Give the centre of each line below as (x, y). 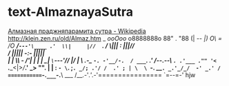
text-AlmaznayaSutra (71, 12)
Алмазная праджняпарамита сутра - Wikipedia (77, 31)
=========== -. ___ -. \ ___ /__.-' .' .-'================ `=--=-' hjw (102, 75)
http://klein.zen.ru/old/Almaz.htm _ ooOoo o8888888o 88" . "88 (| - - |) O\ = (115, 38)
